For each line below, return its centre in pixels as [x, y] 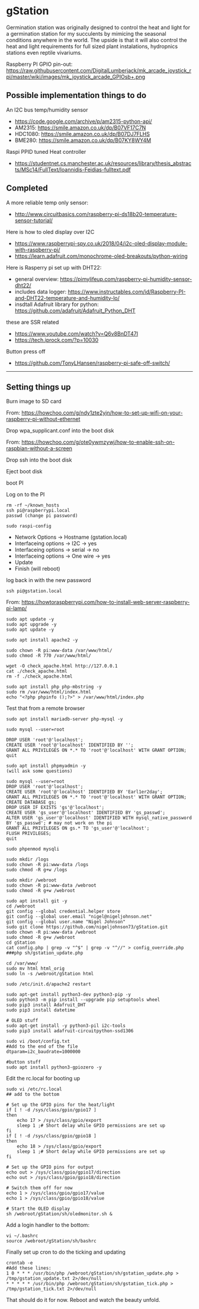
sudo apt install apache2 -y [42, 640]
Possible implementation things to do [76, 95]
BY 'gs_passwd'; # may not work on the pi [59, 823]
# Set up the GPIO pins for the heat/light [61, 1105]
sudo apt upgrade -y [32, 625]
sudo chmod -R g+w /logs [37, 870]
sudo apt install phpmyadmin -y [46, 766]
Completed [27, 188]
